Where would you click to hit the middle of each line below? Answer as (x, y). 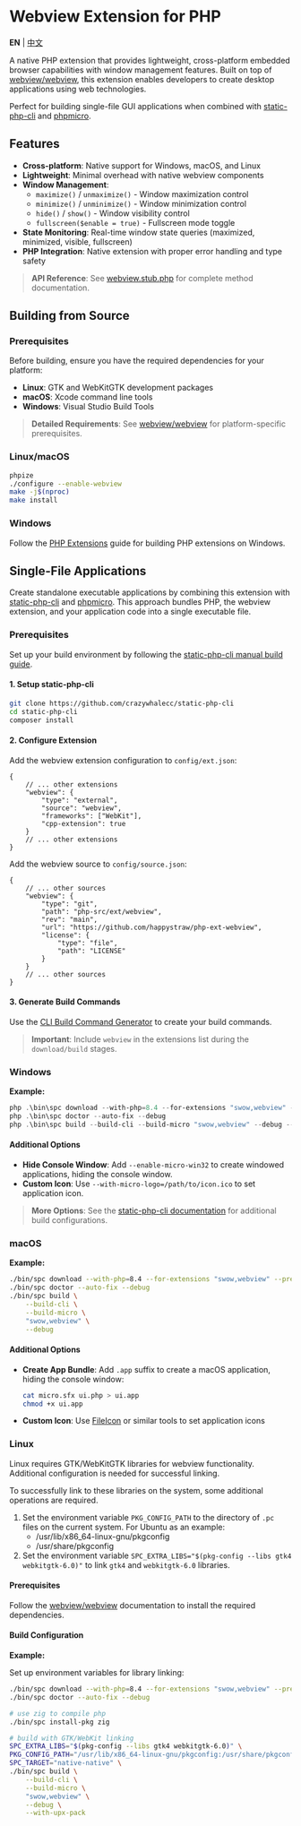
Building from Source (69, 316)
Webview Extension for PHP (115, 17)
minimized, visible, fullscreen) (77, 241)
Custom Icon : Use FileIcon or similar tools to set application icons (144, 1421)
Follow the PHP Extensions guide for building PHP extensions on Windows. (147, 543)
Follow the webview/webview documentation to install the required (133, 1605)
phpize (21, 475)
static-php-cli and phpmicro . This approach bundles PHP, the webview (140, 602)
